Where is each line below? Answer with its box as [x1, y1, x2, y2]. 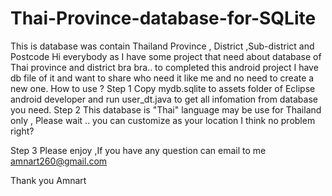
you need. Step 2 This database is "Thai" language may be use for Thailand [10, 103, 322, 116]
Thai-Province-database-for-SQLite [10, 7, 317, 30]
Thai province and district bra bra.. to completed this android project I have [10, 61, 319, 73]
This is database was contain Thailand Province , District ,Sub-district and [10, 40, 315, 52]
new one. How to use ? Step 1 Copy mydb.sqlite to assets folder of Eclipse [10, 82, 316, 94]
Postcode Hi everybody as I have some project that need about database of [10, 50, 322, 62]
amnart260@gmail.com [10, 155, 108, 167]
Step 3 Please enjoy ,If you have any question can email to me [10, 144, 267, 156]
